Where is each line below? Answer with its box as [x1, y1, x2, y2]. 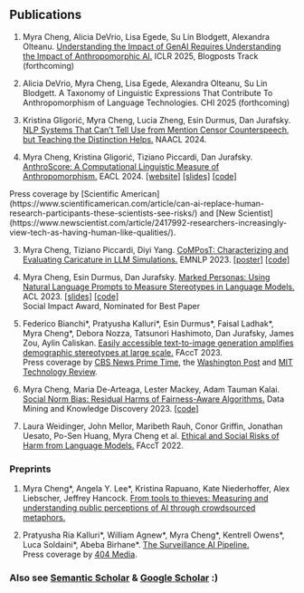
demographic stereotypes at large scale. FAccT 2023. [22, 346, 223, 357]
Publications [9, 7, 82, 23]
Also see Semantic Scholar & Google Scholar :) [9, 571, 219, 584]
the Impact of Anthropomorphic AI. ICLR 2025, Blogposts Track [22, 50, 259, 62]
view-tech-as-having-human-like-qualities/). [9, 227, 176, 238]
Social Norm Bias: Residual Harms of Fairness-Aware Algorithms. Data [22, 394, 285, 404]
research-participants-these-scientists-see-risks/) [9, 208, 198, 219]
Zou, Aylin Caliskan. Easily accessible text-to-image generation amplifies [22, 337, 294, 348]
